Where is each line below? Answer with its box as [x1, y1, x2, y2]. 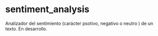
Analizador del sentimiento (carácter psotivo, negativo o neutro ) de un [5, 20, 153, 26]
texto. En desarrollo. [5, 25, 47, 31]
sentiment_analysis [5, 4, 90, 15]
